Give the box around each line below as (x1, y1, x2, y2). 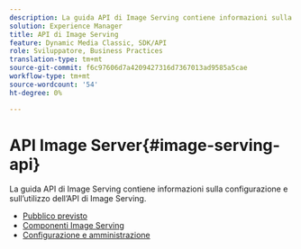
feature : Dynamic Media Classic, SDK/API (9, 38, 168, 48)
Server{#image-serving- (90, 135, 281, 156)
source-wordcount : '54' (9, 80, 99, 89)
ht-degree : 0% (9, 88, 63, 97)
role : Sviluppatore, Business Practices (9, 47, 164, 56)
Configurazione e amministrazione (22, 230, 150, 241)
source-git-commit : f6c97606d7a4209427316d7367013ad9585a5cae (9, 64, 248, 73)
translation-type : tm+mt (9, 55, 103, 64)
